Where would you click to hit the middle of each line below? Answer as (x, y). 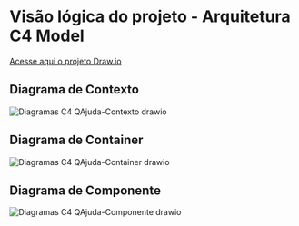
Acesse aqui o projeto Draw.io (65, 61)
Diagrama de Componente (85, 190)
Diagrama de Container (76, 140)
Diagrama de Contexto (74, 89)
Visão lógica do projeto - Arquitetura (150, 17)
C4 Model (47, 36)
